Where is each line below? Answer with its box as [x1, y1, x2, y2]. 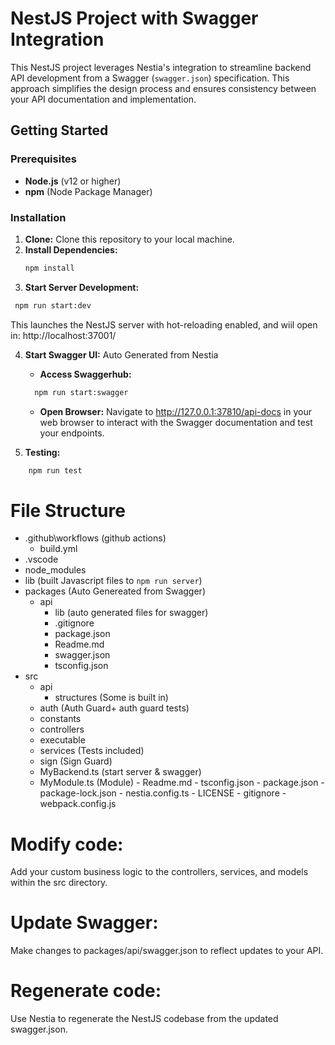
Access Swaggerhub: [39, 368, 132, 380]
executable [39, 734, 86, 746]
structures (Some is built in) [54, 692, 169, 704]
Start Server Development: [24, 281, 140, 293]
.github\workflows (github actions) [24, 532, 167, 544]
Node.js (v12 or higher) [24, 175, 122, 187]
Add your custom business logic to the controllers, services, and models [10, 866, 309, 878]
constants [39, 713, 82, 725]
